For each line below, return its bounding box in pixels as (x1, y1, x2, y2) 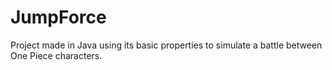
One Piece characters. (10, 49, 103, 61)
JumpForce (10, 6, 107, 29)
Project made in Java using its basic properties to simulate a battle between (10, 39, 323, 51)
